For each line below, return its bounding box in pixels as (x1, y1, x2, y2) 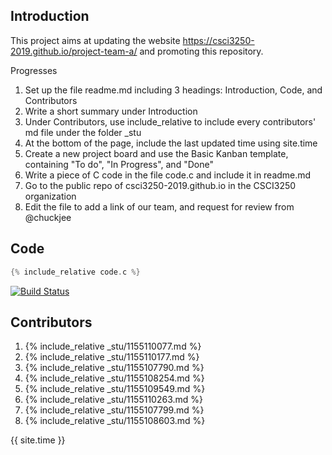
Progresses (10, 64, 58, 76)
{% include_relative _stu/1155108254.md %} (24, 372, 205, 384)
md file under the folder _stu (24, 126, 142, 138)
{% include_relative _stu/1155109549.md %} (24, 383, 206, 395)
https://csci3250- (182, 34, 255, 46)
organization (24, 190, 77, 202)
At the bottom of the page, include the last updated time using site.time (24, 137, 318, 149)
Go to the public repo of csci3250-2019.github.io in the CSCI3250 (24, 179, 297, 191)
